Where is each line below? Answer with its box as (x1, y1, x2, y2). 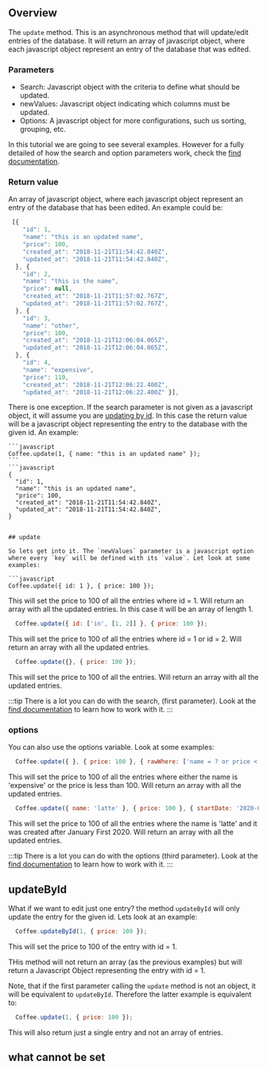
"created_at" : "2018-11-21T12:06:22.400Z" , (22, 380, 169, 388)
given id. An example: (8, 428, 79, 438)
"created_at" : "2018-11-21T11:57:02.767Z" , (22, 292, 169, 300)
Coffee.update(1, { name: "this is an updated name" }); (8, 450, 201, 458)
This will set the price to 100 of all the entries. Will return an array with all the (8, 673, 259, 682)
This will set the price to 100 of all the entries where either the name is (8, 772, 238, 781)
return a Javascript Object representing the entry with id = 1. (8, 965, 206, 975)
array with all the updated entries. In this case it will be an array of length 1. (8, 604, 253, 614)
